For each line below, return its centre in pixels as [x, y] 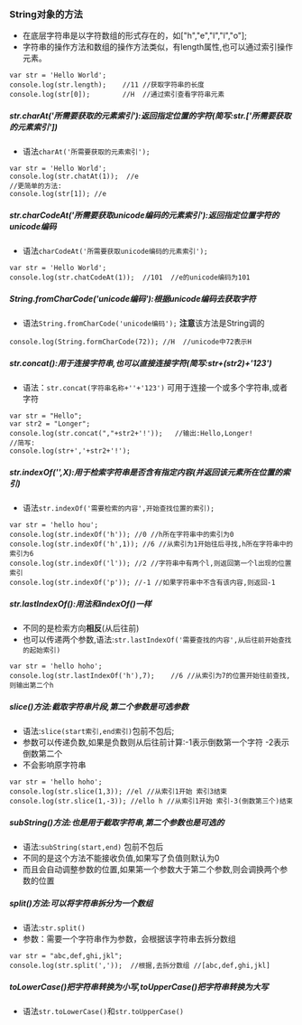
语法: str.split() [54, 927]
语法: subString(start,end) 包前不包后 [93, 847]
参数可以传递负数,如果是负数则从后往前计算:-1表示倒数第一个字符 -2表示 [156, 742]
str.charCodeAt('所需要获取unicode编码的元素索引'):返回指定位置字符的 [144, 215]
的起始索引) [41, 651]
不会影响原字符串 [54, 765]
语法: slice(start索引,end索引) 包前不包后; [98, 731]
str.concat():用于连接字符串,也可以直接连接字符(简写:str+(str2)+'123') [141, 362]
